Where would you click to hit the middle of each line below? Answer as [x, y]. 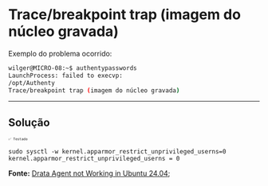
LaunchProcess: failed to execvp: [66, 76]
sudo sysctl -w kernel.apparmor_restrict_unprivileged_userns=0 [117, 152]
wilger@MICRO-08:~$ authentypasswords [73, 68]
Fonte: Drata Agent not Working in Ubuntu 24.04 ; [89, 173]
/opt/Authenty [32, 83]
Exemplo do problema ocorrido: [60, 53]
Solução [29, 122]
